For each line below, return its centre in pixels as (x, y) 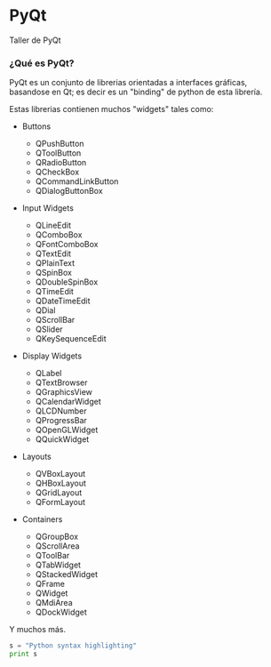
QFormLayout (60, 502)
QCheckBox (57, 172)
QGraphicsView (64, 392)
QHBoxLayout (61, 483)
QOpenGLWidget (67, 430)
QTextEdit (53, 253)
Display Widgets (52, 356)
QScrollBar (55, 320)
